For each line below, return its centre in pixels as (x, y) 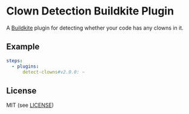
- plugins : (25, 66)
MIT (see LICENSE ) (30, 105)
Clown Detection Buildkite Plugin (90, 11)
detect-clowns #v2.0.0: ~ (53, 72)
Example (23, 47)
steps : (14, 61)
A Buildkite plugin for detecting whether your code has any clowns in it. (95, 28)
